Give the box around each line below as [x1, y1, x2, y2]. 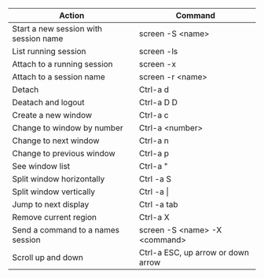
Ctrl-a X [138, 212, 170, 222]
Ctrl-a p [138, 148, 170, 159]
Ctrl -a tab [138, 199, 178, 210]
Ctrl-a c [138, 110, 169, 120]
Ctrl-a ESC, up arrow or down [138, 247, 250, 258]
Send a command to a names [12, 225, 120, 235]
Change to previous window [12, 148, 115, 159]
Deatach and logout [12, 97, 85, 108]
